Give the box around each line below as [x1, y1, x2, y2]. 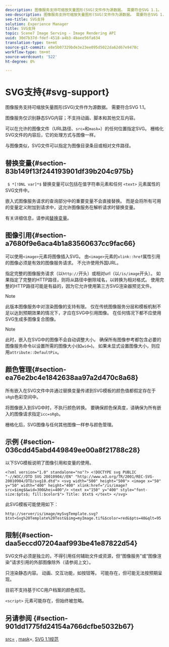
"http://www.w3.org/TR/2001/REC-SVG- [75, 474, 155, 479]
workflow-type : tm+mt [5, 49, 51, 54]
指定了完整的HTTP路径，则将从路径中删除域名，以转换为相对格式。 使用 [9, 277, 160, 283]
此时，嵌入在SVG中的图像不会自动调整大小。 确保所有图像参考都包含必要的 [5, 336, 161, 343]
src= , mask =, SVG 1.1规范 [5, 636, 59, 642]
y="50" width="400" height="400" [5, 483, 76, 488]
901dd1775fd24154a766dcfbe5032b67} [5, 622, 134, 630]
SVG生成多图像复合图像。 [5, 316, 59, 322]
